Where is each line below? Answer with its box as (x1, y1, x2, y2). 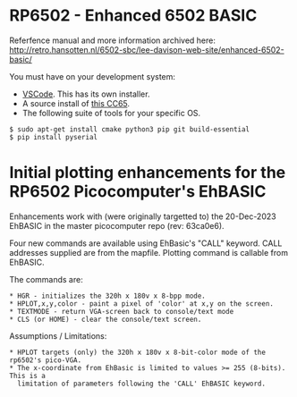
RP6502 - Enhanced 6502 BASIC (9, 5, 258, 26)
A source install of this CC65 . (21, 97, 131, 108)
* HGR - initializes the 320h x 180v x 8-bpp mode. (9, 291, 206, 300)
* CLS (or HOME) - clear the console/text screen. (9, 315, 202, 324)
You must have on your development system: (9, 71, 176, 81)
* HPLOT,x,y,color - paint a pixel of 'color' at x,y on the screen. (9, 299, 275, 308)
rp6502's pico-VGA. (9, 355, 82, 365)
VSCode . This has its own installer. (21, 89, 150, 99)
